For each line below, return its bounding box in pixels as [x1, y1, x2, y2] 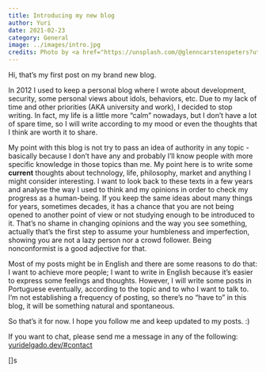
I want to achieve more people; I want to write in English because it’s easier [8, 268, 253, 277]
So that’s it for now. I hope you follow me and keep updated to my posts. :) [8, 317, 250, 325]
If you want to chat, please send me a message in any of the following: [8, 332, 239, 341]
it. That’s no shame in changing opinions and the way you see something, [8, 218, 248, 228]
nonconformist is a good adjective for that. [8, 244, 147, 253]
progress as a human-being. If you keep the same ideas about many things [8, 193, 253, 203]
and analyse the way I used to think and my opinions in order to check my [8, 185, 249, 194]
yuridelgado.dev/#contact [8, 340, 93, 349]
